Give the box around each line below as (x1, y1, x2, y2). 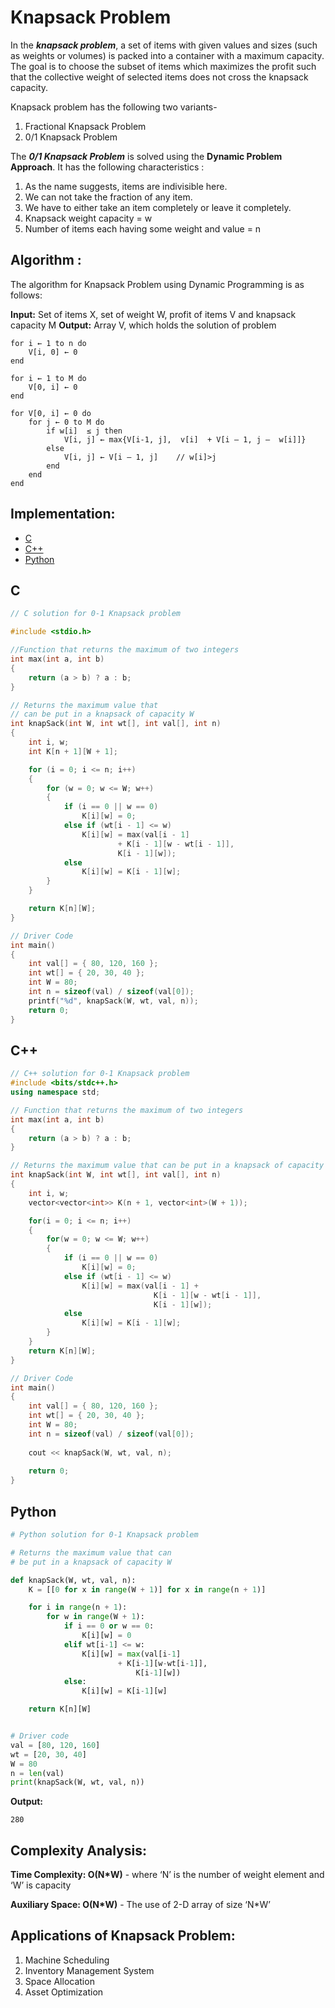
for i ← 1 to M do (10, 373, 87, 383)
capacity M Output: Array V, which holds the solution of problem (10, 319, 277, 331)
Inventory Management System (24, 1964, 155, 1976)
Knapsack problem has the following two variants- (10, 101, 218, 113)
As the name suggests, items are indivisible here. (24, 180, 228, 192)
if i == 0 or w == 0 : (63, 1621, 155, 1631)
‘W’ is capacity (10, 1879, 72, 1891)
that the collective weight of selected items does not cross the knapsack (10, 71, 309, 83)
